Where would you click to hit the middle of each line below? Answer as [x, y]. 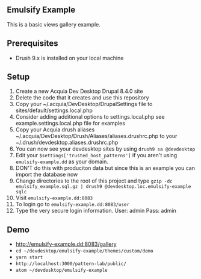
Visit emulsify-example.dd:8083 [54, 198]
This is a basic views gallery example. [54, 24]
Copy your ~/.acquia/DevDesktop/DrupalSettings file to [84, 104]
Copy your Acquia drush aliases [55, 130]
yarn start [29, 258]
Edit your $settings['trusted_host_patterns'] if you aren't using [96, 155]
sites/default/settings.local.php [54, 110]
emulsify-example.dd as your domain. [62, 161]
